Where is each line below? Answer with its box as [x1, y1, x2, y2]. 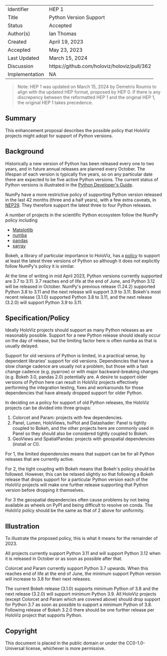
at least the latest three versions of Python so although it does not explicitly [5, 258, 160, 264]
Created [7, 39, 27, 45]
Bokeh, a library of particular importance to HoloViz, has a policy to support [5, 252, 161, 258]
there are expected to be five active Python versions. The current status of [5, 176, 159, 182]
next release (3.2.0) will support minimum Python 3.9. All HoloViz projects [5, 591, 157, 597]
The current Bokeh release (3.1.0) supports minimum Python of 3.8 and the [5, 585, 159, 592]
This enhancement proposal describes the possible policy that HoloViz [5, 127, 151, 133]
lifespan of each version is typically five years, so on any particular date [5, 171, 153, 177]
